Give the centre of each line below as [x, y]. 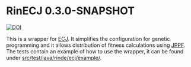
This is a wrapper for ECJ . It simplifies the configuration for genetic [88, 39]
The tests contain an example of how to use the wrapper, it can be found [95, 51]
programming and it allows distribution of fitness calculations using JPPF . [96, 45]
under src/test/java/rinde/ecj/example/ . [54, 58]
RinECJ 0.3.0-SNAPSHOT [71, 11]
